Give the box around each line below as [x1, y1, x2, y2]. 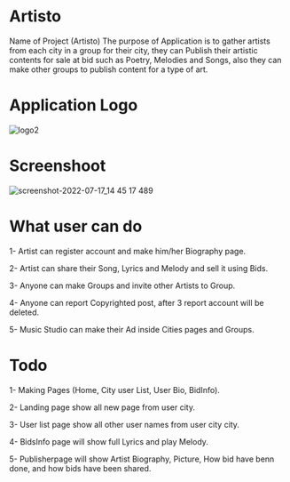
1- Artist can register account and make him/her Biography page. [9, 245, 247, 256]
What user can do [9, 216, 143, 237]
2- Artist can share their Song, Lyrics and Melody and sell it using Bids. [9, 262, 269, 273]
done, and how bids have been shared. [9, 462, 152, 473]
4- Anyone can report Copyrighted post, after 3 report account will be [9, 297, 264, 308]
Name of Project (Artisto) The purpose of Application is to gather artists [9, 36, 270, 46]
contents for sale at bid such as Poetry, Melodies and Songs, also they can [9, 54, 282, 65]
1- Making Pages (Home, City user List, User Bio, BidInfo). [9, 384, 220, 395]
